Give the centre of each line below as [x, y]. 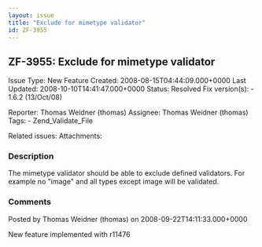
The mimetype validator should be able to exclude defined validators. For [127, 173]
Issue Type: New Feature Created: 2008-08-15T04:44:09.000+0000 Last [127, 81]
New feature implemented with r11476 [70, 234]
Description [31, 156]
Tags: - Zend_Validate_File [50, 121]
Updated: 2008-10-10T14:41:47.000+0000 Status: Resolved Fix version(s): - [131, 89]
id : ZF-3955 [28, 30]
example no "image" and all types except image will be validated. [114, 182]
